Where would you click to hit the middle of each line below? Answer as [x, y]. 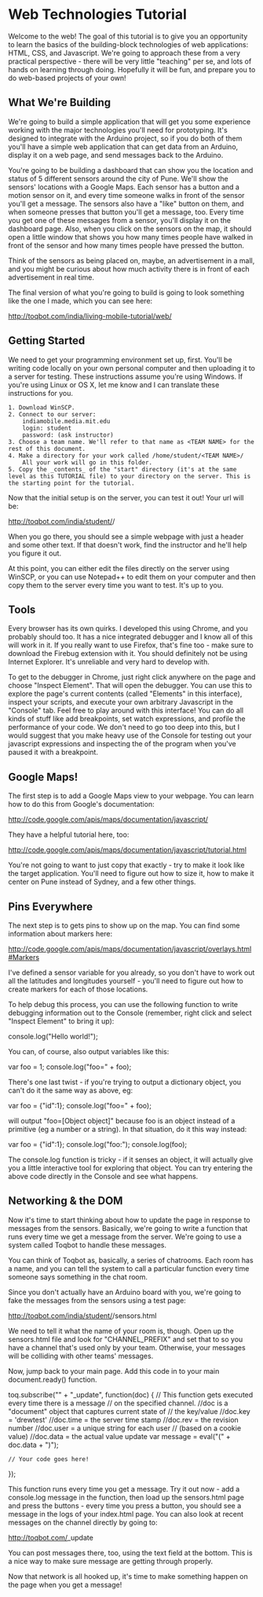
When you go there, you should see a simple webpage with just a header [126, 537]
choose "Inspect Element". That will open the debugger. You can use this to [130, 686]
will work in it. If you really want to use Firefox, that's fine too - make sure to [131, 645]
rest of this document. [47, 449]
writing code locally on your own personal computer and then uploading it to [131, 368]
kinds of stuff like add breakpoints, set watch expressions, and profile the [127, 719]
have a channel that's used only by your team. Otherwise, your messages [127, 1347]
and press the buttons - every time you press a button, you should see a [125, 1505]
